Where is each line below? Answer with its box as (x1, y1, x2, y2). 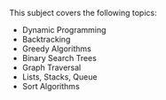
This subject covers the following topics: (9, 8, 157, 18)
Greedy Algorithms (21, 43, 91, 54)
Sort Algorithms (21, 81, 80, 91)
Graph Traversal (21, 62, 82, 73)
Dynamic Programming (21, 25, 107, 35)
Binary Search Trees (21, 53, 98, 63)
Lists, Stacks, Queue (21, 72, 98, 82)
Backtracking (21, 35, 71, 44)
